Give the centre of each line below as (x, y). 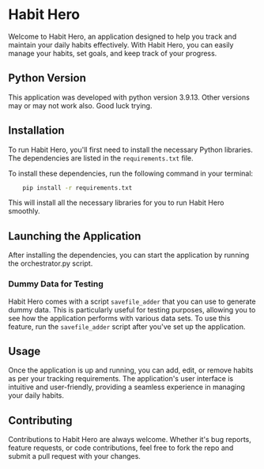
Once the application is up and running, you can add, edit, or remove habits (131, 370)
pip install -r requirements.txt (77, 187)
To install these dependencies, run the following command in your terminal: (131, 173)
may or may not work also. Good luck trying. (80, 105)
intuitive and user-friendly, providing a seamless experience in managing (126, 387)
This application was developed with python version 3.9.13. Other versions (129, 97)
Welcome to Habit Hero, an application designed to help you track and (123, 36)
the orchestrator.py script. (51, 263)
